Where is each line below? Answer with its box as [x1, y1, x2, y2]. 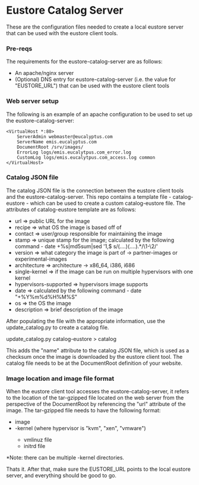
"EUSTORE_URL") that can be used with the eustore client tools [14, 82, 169, 89]
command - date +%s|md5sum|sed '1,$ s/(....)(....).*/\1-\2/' [14, 242, 159, 250]
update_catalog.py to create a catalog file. [6, 324, 109, 331]
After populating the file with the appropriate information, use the [6, 317, 165, 324]
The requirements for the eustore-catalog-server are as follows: [6, 58, 163, 65]
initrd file [23, 443, 46, 450]
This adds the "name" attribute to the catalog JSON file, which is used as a [6, 346, 189, 354]
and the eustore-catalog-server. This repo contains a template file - [6, 193, 172, 200]
